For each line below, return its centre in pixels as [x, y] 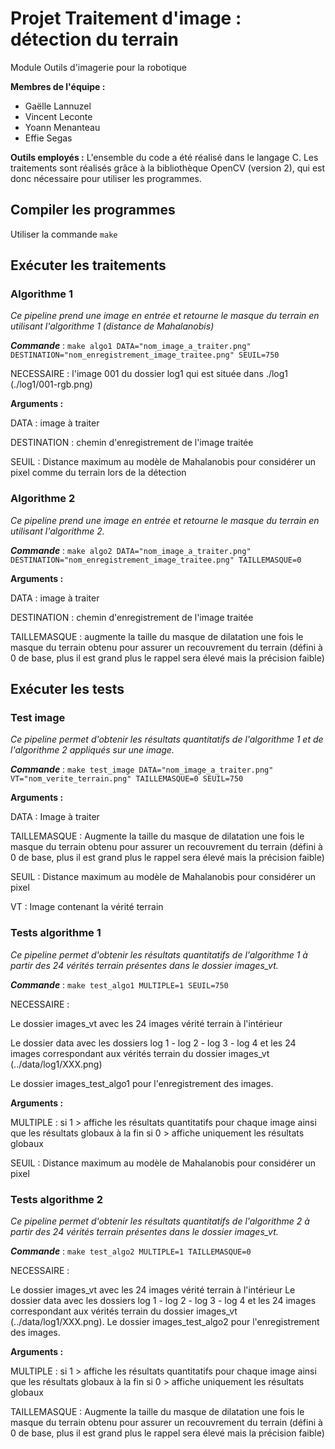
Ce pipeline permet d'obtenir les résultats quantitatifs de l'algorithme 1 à [159, 954]
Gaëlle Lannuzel [58, 106]
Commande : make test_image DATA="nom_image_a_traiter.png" [142, 769]
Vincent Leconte [58, 116]
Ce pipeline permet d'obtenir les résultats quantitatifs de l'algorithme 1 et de [167, 739]
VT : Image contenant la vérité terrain [87, 907]
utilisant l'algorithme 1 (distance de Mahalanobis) [112, 326]
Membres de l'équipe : [58, 86]
